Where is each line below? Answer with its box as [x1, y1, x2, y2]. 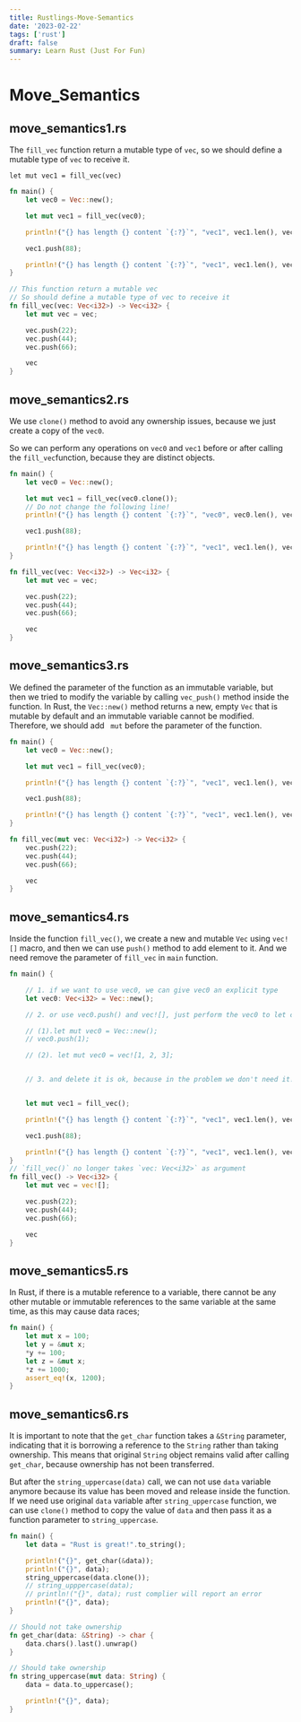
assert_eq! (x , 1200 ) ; [25, 1373, 106, 1382]
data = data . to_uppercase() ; [25, 1681, 134, 1690]
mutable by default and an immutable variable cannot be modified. [9, 710, 255, 721]
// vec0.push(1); [25, 1035, 90, 1044]
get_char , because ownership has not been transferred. [9, 1459, 215, 1470]
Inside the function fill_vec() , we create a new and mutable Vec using [9, 934, 271, 944]
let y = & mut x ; [25, 1340, 87, 1349]
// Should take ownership [9, 1664, 106, 1673]
